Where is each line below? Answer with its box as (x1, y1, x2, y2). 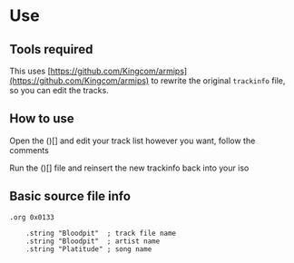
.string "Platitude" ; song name (25, 244, 152, 254)
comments (9, 144, 50, 155)
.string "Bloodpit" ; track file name (25, 229, 177, 238)
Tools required (9, 42, 93, 57)
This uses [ (9, 65, 52, 76)
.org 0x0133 (9, 212, 54, 222)
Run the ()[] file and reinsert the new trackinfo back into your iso (9, 162, 250, 173)
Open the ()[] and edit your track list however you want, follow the (9, 135, 256, 146)
